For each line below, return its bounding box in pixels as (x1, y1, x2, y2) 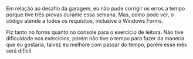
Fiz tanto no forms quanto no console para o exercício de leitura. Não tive (6, 29, 184, 36)
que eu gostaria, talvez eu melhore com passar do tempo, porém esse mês (6, 41, 187, 48)
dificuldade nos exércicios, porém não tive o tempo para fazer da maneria (6, 35, 185, 41)
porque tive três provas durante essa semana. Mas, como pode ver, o (6, 11, 174, 18)
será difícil (6, 47, 31, 54)
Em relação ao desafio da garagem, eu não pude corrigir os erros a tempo (6, 5, 185, 12)
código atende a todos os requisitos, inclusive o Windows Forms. (6, 18, 164, 24)
